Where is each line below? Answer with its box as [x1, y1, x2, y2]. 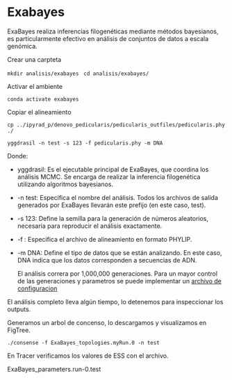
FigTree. [7, 326, 31, 334]
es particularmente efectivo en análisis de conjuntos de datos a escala [7, 34, 209, 42]
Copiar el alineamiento [7, 108, 72, 116]
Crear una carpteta [7, 55, 62, 63]
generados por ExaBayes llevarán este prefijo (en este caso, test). [17, 201, 206, 209]
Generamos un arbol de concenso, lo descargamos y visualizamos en [7, 318, 207, 327]
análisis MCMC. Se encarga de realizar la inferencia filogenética [17, 172, 201, 181]
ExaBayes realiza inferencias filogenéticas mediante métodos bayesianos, [7, 27, 219, 35]
